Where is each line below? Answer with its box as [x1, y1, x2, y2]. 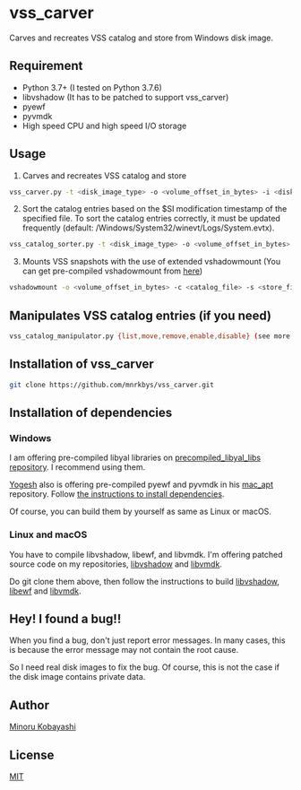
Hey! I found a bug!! [9, 611, 122, 626]
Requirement [9, 58, 83, 74]
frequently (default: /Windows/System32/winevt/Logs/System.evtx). [21, 222, 275, 233]
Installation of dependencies [9, 404, 173, 420]
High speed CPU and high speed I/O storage [21, 120, 187, 131]
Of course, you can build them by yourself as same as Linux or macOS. [9, 506, 271, 517]
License [9, 747, 55, 762]
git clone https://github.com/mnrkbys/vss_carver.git [9, 380, 215, 389]
